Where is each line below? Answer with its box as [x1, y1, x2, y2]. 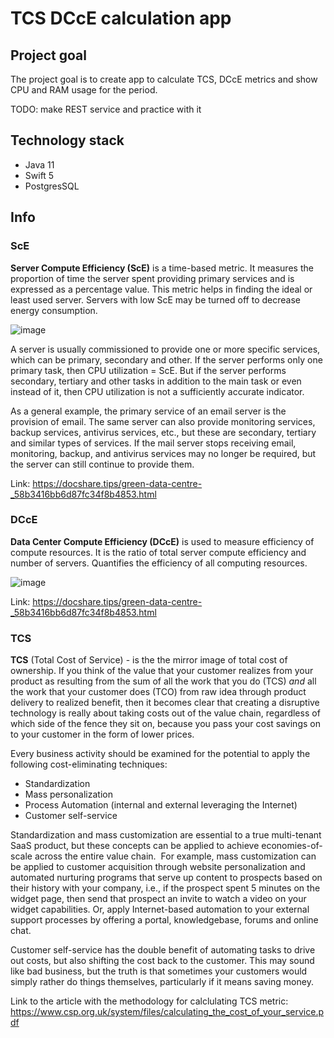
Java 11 [24, 158, 55, 171]
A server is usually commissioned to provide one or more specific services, [10, 343, 321, 355]
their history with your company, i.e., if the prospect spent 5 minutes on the [10, 882, 321, 894]
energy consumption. [10, 304, 98, 316]
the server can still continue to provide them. [10, 458, 195, 470]
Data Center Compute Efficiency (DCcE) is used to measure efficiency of [10, 535, 315, 547]
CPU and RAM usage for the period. [10, 84, 158, 96]
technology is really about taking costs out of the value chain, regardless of [10, 707, 321, 719]
